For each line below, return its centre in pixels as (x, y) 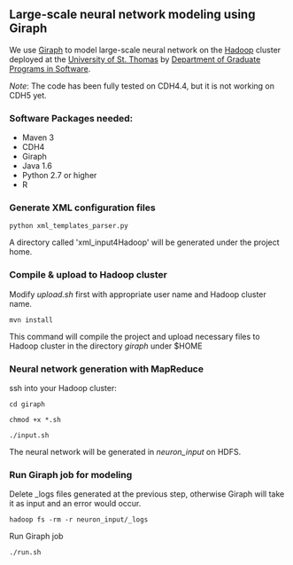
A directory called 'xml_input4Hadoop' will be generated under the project (145, 242)
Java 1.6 (37, 166)
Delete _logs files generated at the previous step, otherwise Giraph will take (147, 494)
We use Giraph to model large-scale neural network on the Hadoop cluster (145, 50)
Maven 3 (38, 137)
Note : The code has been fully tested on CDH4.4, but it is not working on (142, 86)
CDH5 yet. (28, 95)
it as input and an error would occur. (75, 504)
